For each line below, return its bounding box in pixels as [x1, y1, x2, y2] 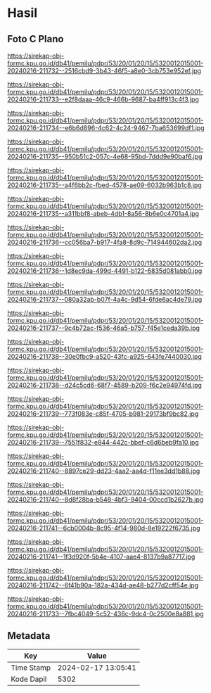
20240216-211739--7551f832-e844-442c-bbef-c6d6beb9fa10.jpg [7, 438, 199, 446]
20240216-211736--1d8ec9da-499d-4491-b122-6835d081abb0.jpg [7, 267, 203, 275]
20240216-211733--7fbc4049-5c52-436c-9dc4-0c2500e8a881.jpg [7, 610, 204, 618]
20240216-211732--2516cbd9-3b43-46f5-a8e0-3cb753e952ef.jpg [7, 67, 202, 75]
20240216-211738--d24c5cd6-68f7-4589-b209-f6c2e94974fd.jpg [7, 381, 203, 389]
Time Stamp [11, 663, 51, 673]
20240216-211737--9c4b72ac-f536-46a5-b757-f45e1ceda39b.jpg [7, 324, 200, 332]
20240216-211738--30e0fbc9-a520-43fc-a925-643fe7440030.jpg [7, 352, 203, 360]
